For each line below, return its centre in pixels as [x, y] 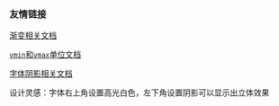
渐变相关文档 [33, 35]
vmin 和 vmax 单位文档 [45, 55]
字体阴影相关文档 [41, 74]
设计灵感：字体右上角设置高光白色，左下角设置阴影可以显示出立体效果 [139, 93]
